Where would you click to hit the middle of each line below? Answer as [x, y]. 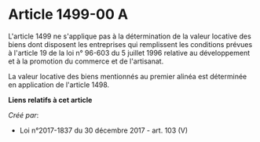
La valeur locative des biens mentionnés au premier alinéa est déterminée [128, 76]
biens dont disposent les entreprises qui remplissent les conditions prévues [130, 44]
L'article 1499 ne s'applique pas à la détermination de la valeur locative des [130, 36]
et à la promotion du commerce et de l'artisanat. [86, 61]
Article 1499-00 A [68, 15]
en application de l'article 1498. [59, 85]
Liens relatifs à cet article [50, 100]
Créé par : [24, 115]
